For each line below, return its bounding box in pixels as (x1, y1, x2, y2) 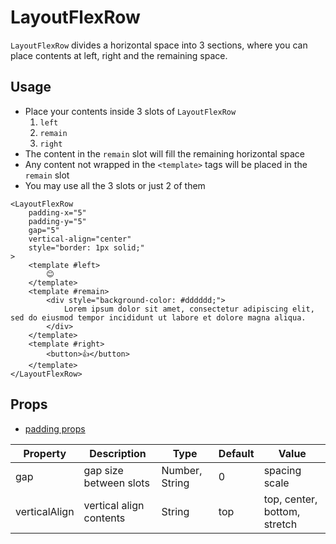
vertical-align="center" (28, 234, 132, 244)
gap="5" (28, 225, 60, 235)
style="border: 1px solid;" (28, 242, 145, 253)
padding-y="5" (28, 216, 87, 226)
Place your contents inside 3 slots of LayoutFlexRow (24, 105, 237, 117)
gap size (83, 463, 124, 477)
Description (89, 446, 147, 460)
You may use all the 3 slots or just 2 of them (24, 179, 206, 191)
